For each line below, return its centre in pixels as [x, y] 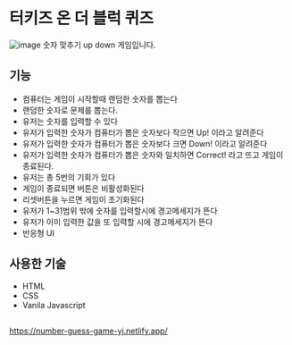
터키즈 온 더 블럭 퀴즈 [82, 18]
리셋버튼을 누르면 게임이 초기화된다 [83, 199]
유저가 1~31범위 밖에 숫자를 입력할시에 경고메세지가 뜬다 [120, 210]
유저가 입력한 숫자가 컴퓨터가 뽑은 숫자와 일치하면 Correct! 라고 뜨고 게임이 [153, 155]
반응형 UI [38, 232]
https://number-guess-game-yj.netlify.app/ [88, 331]
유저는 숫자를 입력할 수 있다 [70, 121]
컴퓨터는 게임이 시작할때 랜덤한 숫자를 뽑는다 [100, 98]
